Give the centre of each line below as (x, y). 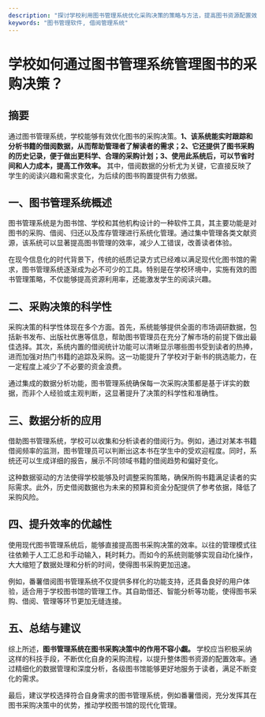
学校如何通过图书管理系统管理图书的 (126, 64)
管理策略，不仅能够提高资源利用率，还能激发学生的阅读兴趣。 (115, 279)
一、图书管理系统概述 (60, 202)
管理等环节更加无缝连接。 (84, 601)
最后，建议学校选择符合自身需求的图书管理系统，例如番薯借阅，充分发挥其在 (132, 695)
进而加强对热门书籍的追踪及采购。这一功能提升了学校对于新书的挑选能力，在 (132, 357)
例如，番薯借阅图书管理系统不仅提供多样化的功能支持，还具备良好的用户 (125, 581)
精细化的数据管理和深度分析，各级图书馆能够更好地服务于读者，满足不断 (132, 668)
